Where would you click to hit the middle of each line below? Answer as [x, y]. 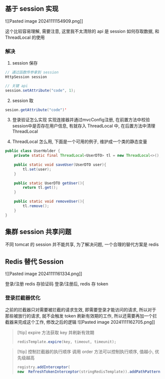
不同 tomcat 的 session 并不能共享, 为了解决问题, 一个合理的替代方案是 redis [82, 244]
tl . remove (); [36, 206]
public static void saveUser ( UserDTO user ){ [60, 165]
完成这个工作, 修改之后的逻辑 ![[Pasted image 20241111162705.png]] [86, 322]
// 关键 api [16, 86]
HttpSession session [26, 77]
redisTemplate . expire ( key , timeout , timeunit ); [67, 342]
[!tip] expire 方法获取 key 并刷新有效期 [56, 332]
